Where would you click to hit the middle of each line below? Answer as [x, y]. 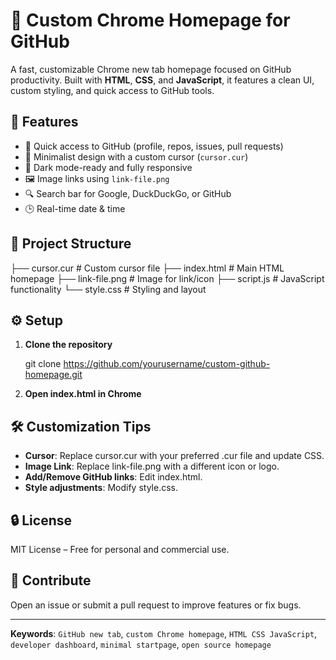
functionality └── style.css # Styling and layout [108, 289]
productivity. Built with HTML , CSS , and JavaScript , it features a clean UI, [162, 80]
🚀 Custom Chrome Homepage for [150, 20]
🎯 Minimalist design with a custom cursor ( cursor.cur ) [136, 156]
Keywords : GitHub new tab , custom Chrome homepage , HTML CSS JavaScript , [164, 633]
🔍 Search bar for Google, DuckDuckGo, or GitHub [128, 193]
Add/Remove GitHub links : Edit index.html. [113, 477]
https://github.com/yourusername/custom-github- [167, 364]
